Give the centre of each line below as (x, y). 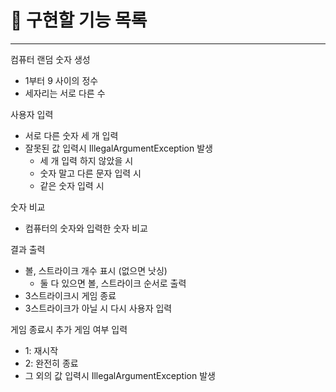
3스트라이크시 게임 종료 (70, 295)
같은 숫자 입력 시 (72, 185)
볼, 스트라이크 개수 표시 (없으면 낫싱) (96, 270)
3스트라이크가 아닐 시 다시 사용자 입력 (98, 308)
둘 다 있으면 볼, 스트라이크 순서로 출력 (113, 283)
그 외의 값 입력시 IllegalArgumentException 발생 (120, 375)
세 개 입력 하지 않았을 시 (86, 160)
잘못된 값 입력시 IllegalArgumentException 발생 (118, 148)
